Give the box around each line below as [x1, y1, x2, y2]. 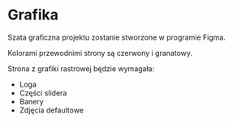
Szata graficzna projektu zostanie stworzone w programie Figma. [7, 32, 227, 42]
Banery [19, 96, 44, 106]
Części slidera [19, 87, 67, 98]
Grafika [7, 6, 58, 24]
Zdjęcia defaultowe [19, 105, 84, 115]
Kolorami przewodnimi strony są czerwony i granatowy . [7, 48, 192, 57]
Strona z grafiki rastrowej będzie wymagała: [7, 63, 155, 74]
